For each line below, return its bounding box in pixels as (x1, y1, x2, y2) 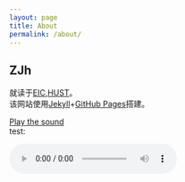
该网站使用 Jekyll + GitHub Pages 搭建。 (9, 99, 150, 110)
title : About (9, 21, 58, 30)
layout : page (9, 12, 58, 22)
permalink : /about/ (9, 29, 82, 38)
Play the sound (9, 117, 64, 128)
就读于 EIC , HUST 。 (9, 87, 78, 98)
